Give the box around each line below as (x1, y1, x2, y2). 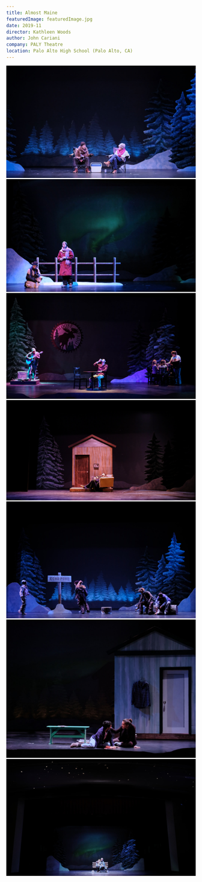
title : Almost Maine (6, 10, 58, 16)
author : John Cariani (6, 35, 61, 42)
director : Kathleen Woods (6, 29, 71, 35)
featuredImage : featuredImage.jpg (6, 16, 93, 22)
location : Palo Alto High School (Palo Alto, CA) (6, 48, 133, 54)
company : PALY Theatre (6, 42, 63, 48)
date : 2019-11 (6, 22, 42, 28)
